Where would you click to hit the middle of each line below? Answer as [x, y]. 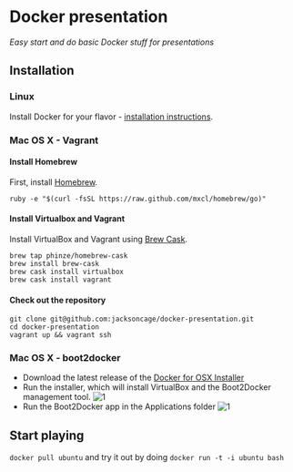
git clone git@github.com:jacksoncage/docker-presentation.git [132, 319]
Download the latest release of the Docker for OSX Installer [133, 378]
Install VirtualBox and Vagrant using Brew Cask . [99, 239]
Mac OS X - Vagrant [54, 140]
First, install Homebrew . [54, 182]
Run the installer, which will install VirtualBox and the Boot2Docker [146, 387]
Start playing [47, 435]
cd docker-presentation [55, 327]
